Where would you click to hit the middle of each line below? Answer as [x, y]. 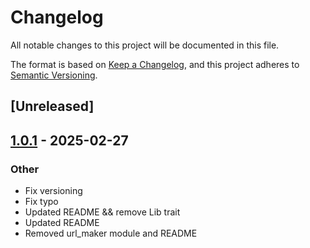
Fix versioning [53, 191]
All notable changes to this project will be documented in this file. [145, 45]
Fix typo [41, 202]
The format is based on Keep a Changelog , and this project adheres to [155, 64]
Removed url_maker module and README [111, 233]
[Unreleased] [52, 106]
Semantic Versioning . [54, 75]
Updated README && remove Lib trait [102, 212]
